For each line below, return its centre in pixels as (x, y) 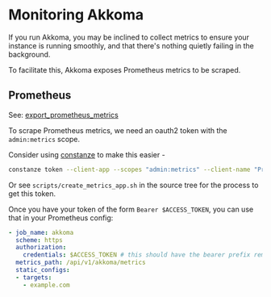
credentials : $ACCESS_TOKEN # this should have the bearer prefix (137, 255)
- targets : (34, 277)
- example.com (46, 285)
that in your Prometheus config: (61, 218)
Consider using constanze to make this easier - (87, 154)
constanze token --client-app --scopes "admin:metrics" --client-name (129, 169)
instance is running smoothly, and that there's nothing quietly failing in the (131, 45)
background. (29, 54)
